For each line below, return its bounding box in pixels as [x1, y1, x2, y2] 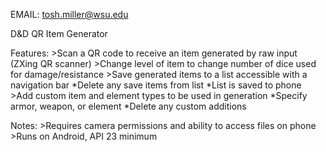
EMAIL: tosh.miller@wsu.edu [10, 9, 129, 20]
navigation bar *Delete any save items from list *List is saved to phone [10, 79, 302, 91]
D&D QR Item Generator [10, 28, 108, 39]
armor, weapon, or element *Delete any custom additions [10, 100, 247, 112]
